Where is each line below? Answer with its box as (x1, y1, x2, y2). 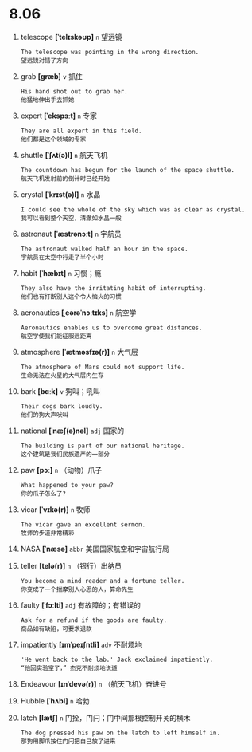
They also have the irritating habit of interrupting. (20, 284, 207, 292)
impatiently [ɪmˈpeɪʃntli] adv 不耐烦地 (20, 640, 142, 649)
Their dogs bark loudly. (20, 402, 103, 411)
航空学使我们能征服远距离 (20, 332, 92, 340)
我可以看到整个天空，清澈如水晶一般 (20, 214, 122, 222)
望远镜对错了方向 (20, 57, 68, 65)
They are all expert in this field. (20, 127, 142, 135)
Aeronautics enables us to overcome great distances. (20, 324, 203, 332)
